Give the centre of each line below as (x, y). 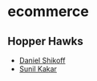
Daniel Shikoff (42, 60)
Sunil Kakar (38, 69)
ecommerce (48, 12)
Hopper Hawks (45, 41)
